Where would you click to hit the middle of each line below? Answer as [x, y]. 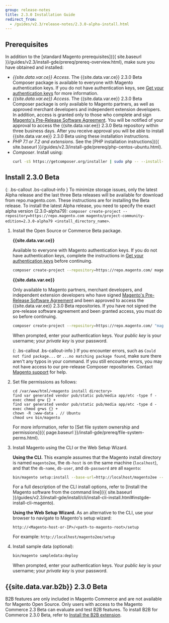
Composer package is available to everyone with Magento [73, 83]
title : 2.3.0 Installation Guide [40, 15]
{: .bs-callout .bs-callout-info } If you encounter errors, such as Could [84, 350]
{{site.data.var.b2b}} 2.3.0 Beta [56, 587]
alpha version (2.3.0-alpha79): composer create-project [63, 211]
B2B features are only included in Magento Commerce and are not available [83, 599]
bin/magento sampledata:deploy [45, 556]
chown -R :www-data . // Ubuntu [46, 413]
